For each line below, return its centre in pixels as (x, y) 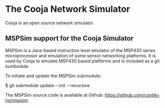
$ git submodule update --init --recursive (48, 85)
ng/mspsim (17, 100)
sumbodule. (17, 66)
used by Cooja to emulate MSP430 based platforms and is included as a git (82, 61)
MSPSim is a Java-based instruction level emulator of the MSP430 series (80, 50)
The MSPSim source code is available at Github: (54, 95)
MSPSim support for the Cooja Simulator (69, 38)
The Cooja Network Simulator (68, 9)
